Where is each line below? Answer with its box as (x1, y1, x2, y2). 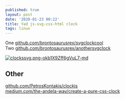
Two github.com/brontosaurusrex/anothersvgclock (5, 45, 111, 51)
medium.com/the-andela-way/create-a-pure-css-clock (5, 88, 120, 94)
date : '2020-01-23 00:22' (5, 17, 59, 22)
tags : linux (5, 26, 30, 31)
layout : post (5, 12, 33, 17)
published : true (5, 7, 39, 13)
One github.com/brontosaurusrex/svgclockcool (5, 40, 103, 46)
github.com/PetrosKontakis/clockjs (5, 82, 78, 88)
